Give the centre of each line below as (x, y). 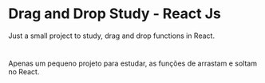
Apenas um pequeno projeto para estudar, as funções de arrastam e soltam (133, 63)
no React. (24, 72)
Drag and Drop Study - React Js (115, 14)
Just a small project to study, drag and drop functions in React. (112, 36)
